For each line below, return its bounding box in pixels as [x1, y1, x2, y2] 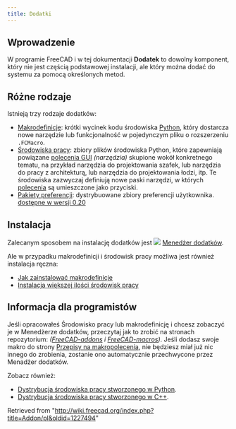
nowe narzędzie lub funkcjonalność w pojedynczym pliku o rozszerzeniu [17, 131, 229, 139]
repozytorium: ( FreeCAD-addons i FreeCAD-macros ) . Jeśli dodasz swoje [7, 335, 220, 343]
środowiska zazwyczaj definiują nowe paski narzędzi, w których [17, 176, 204, 184]
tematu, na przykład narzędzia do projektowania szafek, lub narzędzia [17, 160, 221, 170]
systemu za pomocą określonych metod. [7, 70, 125, 78]
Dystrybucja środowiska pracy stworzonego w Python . [17, 384, 177, 393]
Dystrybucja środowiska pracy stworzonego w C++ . [17, 392, 169, 401]
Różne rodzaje [7, 90, 72, 102]
